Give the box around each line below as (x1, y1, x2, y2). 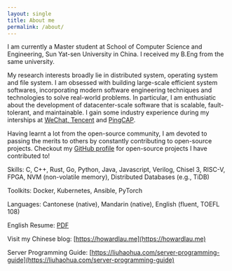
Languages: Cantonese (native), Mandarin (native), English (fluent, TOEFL (7, 200, 220, 209)
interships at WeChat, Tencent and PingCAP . (7, 116, 136, 124)
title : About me (7, 17, 55, 24)
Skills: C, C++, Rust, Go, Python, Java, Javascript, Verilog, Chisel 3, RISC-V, (7, 166, 226, 174)
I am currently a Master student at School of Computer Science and (7, 43, 203, 51)
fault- (207, 101, 224, 110)
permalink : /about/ (7, 23, 64, 30)
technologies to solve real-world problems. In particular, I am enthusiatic (7, 93, 217, 102)
